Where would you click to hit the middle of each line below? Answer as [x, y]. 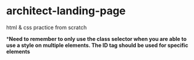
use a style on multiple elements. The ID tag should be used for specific [97, 45]
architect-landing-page [66, 11]
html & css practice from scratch [47, 27]
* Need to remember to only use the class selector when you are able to [96, 39]
